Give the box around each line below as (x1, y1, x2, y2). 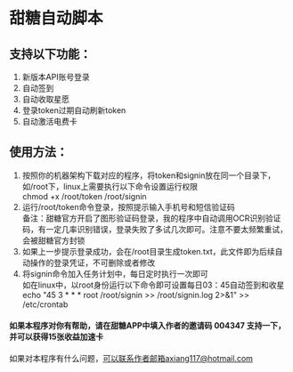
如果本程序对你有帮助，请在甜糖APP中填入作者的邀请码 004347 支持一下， (9, 320, 287, 331)
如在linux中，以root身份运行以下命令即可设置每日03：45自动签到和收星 (21, 279, 285, 290)
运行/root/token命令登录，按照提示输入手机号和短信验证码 (21, 201, 235, 212)
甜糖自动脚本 (9, 8, 104, 28)
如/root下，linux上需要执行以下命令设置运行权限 (21, 181, 199, 191)
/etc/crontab (21, 299, 69, 310)
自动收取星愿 (21, 94, 69, 104)
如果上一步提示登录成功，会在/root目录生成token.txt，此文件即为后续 (21, 246, 275, 256)
